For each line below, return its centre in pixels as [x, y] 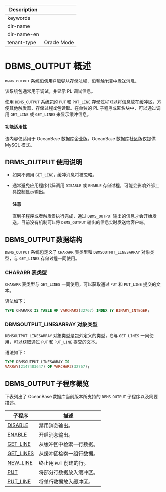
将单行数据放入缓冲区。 [66, 482]
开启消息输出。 [56, 435]
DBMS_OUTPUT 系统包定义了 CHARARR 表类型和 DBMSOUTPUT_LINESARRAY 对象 [78, 252]
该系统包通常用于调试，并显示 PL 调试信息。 [50, 91]
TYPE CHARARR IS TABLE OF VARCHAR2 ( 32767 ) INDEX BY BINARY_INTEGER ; [77, 311]
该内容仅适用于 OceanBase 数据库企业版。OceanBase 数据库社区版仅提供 [81, 139]
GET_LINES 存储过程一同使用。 [50, 258]
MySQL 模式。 [20, 145]
